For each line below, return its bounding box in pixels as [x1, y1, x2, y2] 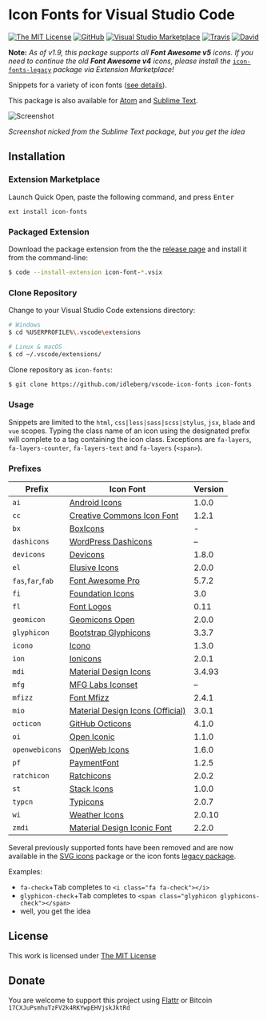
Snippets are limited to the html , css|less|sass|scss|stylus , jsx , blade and [8, 417, 256, 427]
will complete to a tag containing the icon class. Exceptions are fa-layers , [8, 434, 252, 444]
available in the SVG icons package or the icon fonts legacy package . [8, 851, 237, 861]
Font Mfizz [69, 693, 110, 704]
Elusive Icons [69, 562, 119, 573]
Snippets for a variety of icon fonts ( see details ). [8, 80, 168, 90]
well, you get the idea [19, 906, 91, 916]
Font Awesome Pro [69, 575, 140, 586]
